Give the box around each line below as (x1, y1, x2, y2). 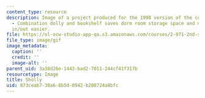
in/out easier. (12, 26, 51, 32)
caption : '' (12, 49, 43, 55)
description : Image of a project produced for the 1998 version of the (6, 15, 192, 21)
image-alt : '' (12, 60, 48, 66)
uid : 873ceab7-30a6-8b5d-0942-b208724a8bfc (6, 83, 119, 89)
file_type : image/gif (6, 37, 62, 43)
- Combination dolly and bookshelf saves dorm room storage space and (12, 20, 195, 26)
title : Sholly (6, 77, 43, 83)
